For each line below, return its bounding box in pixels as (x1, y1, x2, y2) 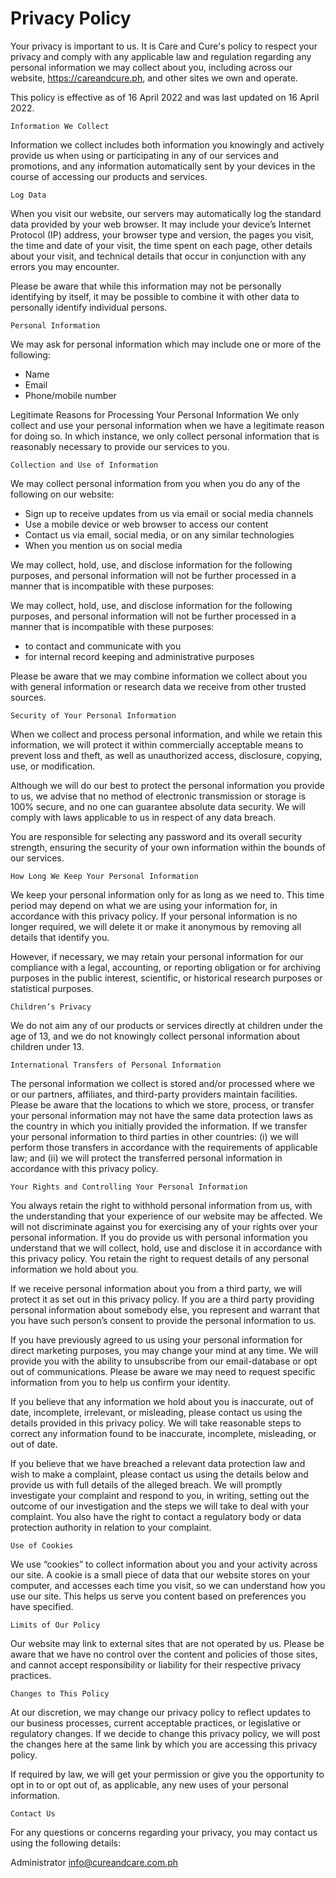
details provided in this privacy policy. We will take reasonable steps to (10, 1417, 302, 1429)
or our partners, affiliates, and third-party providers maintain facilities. (10, 1088, 298, 1100)
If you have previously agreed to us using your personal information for (10, 1333, 303, 1346)
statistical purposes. (10, 982, 94, 994)
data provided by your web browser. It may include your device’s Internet (10, 218, 311, 230)
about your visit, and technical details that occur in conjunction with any (10, 250, 307, 262)
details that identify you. (10, 931, 110, 943)
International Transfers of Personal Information (10, 1060, 222, 1070)
